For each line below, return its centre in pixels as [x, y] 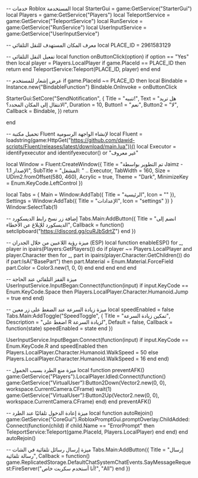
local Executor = [156, 146]
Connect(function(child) [35, 426]
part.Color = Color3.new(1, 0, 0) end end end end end [72, 268]
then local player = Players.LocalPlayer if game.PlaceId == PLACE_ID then [96, 63]
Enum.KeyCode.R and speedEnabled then [57, 346]
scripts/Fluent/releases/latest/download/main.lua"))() [71, 146]
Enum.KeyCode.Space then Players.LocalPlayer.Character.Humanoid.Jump [97, 292]
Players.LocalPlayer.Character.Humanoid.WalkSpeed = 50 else [82, 352]
